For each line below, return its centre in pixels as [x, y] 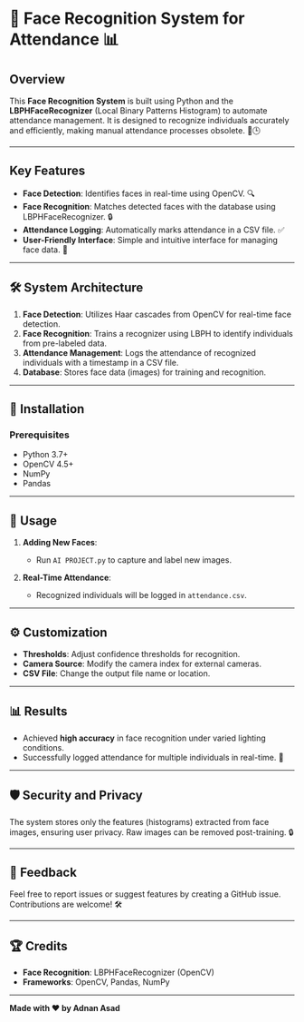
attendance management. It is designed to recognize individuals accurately [149, 120]
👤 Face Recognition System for [128, 19]
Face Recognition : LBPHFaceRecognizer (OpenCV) [119, 973]
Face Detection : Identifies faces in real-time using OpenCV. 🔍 [138, 193]
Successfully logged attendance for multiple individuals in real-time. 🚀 [153, 757]
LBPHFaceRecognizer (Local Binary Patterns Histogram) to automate [138, 111]
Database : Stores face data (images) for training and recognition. [144, 372]
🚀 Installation [47, 409]
